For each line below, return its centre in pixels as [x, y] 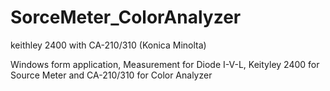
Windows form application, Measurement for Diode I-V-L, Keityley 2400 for [165, 64]
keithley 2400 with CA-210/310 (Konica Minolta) [108, 45]
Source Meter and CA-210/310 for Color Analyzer [111, 75]
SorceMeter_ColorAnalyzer [126, 17]
